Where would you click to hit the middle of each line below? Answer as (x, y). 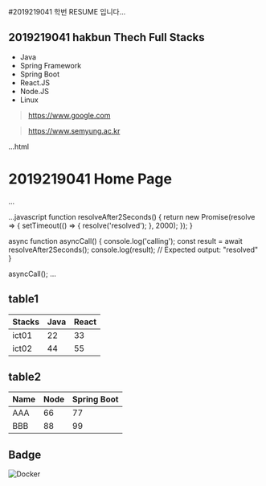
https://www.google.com (69, 115)
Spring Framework (51, 65)
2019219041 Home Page (90, 179)
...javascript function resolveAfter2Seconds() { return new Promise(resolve (132, 216)
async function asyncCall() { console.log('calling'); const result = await (125, 241)
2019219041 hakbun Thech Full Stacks (106, 37)
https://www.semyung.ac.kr (74, 130)
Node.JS (35, 91)
